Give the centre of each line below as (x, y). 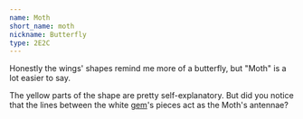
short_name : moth (42, 26)
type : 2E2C (30, 43)
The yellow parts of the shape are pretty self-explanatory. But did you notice (151, 96)
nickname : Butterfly (48, 34)
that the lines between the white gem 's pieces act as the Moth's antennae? (149, 105)
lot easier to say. (40, 78)
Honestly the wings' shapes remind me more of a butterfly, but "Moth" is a (148, 69)
